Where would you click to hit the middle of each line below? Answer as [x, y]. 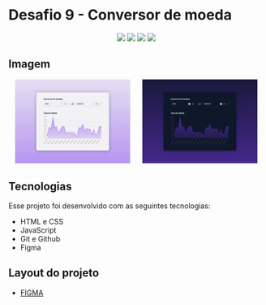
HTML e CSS [42, 222]
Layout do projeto [54, 273]
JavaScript [38, 230]
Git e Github [40, 239]
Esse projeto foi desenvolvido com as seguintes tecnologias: [109, 206]
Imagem [30, 64]
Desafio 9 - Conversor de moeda [120, 15]
